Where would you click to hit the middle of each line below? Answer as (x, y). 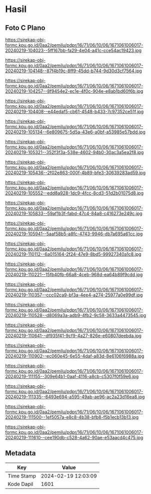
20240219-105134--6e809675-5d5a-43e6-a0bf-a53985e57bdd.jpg (75, 132)
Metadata (20, 453)
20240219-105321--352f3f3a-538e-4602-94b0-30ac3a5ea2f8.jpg (74, 152)
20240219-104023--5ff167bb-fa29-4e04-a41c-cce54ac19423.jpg (73, 50)
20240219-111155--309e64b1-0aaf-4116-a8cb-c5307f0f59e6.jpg (72, 376)
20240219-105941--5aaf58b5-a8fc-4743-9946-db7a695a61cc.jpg (74, 234)
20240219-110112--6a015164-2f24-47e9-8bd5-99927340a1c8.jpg (73, 254)
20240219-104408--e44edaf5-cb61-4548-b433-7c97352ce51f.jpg (74, 112)
